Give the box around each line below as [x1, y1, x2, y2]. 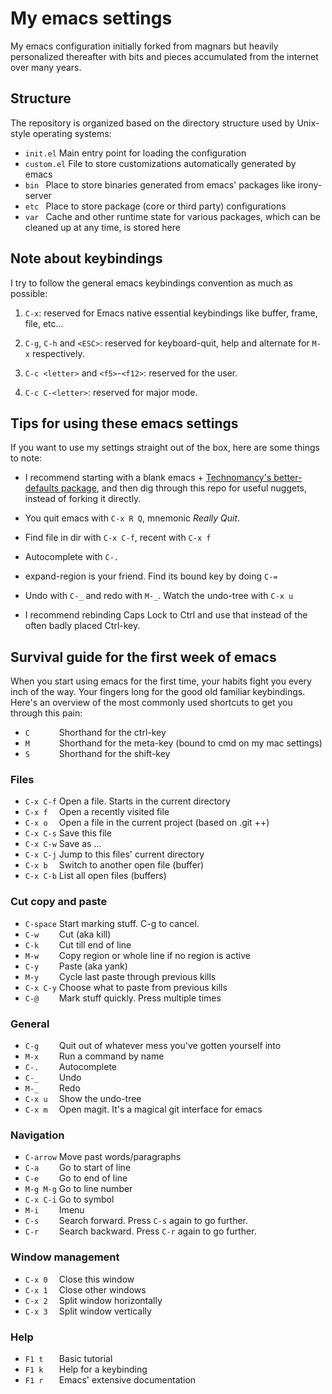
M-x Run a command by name [24, 1050, 165, 1062]
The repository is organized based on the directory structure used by [10, 117, 295, 129]
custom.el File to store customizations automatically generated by [24, 157, 297, 169]
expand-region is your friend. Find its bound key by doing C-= [24, 570, 278, 582]
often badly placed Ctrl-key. [24, 620, 141, 632]
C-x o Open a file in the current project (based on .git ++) [24, 817, 270, 829]
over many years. [10, 61, 82, 73]
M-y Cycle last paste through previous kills [24, 970, 217, 982]
